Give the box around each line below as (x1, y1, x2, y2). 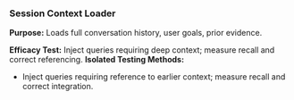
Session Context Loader (9, 7, 116, 20)
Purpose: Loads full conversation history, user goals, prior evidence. (9, 28, 263, 38)
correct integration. (21, 81, 94, 92)
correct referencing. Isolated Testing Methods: (9, 54, 185, 65)
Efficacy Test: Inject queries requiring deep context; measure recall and (9, 45, 275, 55)
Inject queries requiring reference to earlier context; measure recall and (21, 71, 286, 82)
